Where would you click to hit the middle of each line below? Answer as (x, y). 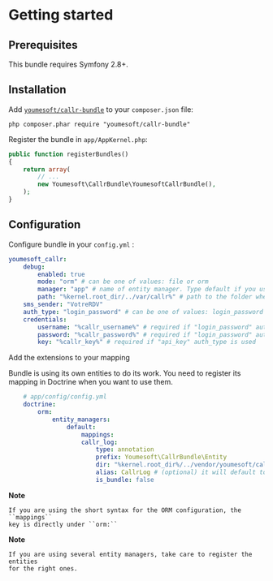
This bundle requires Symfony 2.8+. (68, 64)
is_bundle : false (125, 480)
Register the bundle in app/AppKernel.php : (78, 139)
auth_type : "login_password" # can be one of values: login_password (143, 312)
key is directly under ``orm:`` (63, 524)
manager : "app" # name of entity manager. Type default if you (147, 290)
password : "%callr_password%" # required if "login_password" (145, 334)
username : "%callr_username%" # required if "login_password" (145, 327)
